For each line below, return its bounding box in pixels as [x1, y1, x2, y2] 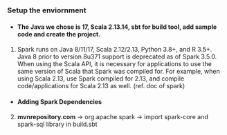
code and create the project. [17, 30, 101, 38]
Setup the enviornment [7, 6, 87, 15]
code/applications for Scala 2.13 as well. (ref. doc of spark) [17, 82, 185, 90]
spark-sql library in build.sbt [17, 120, 98, 129]
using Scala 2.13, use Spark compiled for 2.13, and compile [17, 74, 185, 83]
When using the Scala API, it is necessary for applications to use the [17, 60, 212, 68]
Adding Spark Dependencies [17, 97, 102, 105]
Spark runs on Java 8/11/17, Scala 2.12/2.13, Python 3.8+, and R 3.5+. [17, 45, 212, 54]
